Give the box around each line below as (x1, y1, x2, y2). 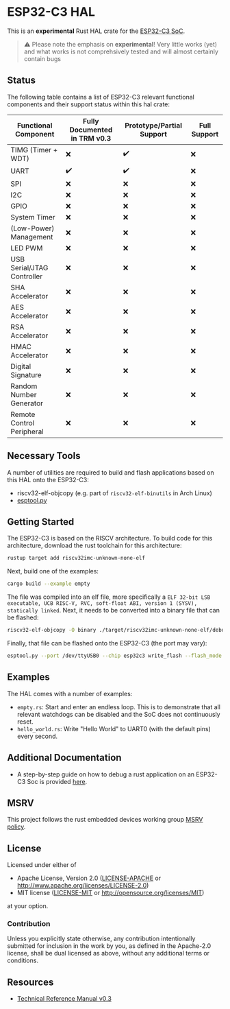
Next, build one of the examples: (7, 567, 99, 575)
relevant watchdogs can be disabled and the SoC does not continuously (16, 710, 220, 718)
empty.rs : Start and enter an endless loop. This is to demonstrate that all (16, 702, 221, 711)
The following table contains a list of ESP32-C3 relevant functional (7, 93, 195, 101)
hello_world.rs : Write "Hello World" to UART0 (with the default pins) (16, 724, 211, 733)
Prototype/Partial (124, 121, 183, 130)
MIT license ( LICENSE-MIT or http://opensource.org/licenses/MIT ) (16, 889, 205, 897)
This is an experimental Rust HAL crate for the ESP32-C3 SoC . (7, 27, 186, 35)
